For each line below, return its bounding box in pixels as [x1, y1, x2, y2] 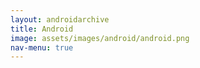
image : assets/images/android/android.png [10, 33, 190, 43]
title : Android [10, 24, 74, 34]
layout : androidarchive [10, 14, 110, 25]
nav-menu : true [10, 42, 74, 53]
